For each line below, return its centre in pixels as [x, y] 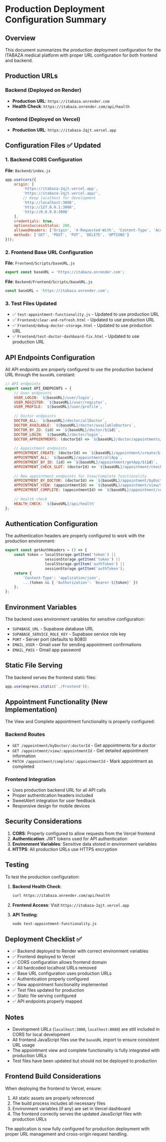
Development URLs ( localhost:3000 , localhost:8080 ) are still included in [86, 1029]
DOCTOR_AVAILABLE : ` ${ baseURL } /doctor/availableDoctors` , [75, 425]
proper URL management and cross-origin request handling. [66, 1134]
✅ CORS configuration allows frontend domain [60, 962]
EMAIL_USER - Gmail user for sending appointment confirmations [77, 644]
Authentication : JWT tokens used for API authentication [70, 839]
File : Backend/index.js [28, 170]
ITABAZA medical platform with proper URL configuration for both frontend [81, 55]
